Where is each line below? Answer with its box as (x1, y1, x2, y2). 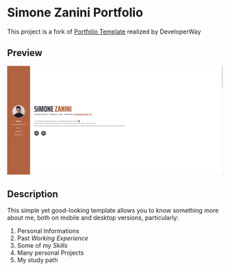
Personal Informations (16, 227, 80, 235)
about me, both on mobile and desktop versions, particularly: (7, 214, 179, 222)
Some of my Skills (16, 242, 68, 250)
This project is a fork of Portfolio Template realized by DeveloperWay (7, 27, 201, 36)
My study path (16, 256, 58, 264)
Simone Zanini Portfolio (7, 5, 144, 21)
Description (7, 188, 58, 200)
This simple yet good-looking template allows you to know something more (7, 207, 219, 215)
